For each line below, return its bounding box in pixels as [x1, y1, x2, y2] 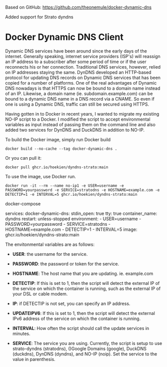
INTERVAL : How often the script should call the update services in [12, 325, 149, 331]
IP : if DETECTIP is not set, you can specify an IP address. [12, 300, 130, 306]
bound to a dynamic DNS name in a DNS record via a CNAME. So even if [5, 96, 155, 102]
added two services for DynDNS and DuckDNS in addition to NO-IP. [5, 127, 145, 133]
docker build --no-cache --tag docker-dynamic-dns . [5, 146, 117, 151]
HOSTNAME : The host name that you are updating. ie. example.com [12, 270, 153, 276]
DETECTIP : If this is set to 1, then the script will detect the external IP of [12, 280, 160, 286]
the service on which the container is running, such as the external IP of [12, 285, 161, 291]
